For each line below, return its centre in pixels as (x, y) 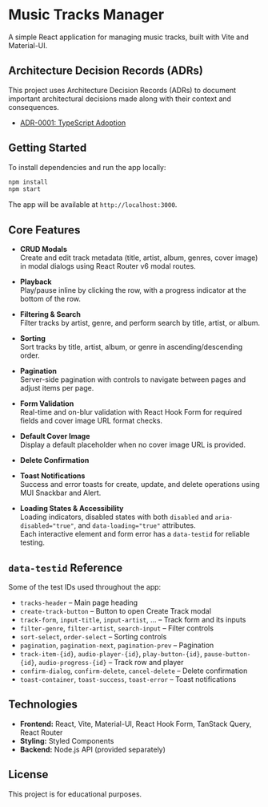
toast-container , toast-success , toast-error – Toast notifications (128, 679)
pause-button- (227, 654)
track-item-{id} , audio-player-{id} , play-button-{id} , (111, 653)
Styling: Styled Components (67, 740)
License (28, 775)
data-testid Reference (66, 568)
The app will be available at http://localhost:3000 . (93, 205)
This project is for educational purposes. (75, 794)
